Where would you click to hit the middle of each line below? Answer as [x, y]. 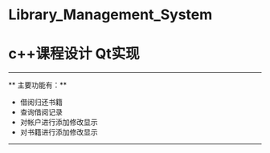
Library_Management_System [110, 15]
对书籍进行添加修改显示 [59, 132]
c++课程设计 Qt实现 [74, 54]
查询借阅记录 [41, 112]
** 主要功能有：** [37, 85]
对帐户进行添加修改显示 [59, 123]
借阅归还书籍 [41, 103]
